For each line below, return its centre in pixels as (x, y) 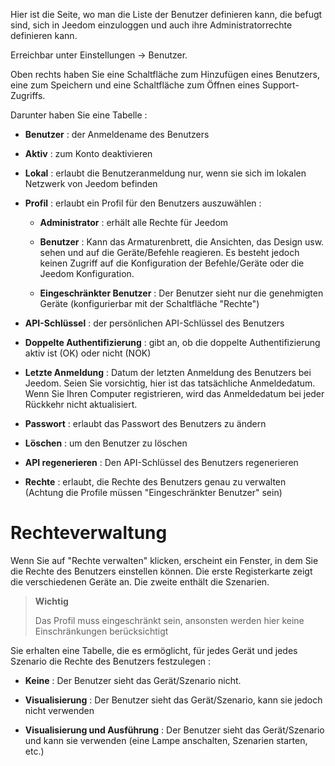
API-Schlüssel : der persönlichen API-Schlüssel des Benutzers (154, 323)
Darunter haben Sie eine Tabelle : (79, 115)
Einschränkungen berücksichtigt (101, 631)
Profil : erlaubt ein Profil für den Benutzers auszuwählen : (143, 203)
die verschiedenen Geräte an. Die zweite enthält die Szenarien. (140, 581)
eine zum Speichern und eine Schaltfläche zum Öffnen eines (135, 85)
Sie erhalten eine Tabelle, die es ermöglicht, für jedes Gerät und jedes (154, 650)
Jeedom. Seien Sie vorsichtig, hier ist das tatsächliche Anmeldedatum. (170, 383)
